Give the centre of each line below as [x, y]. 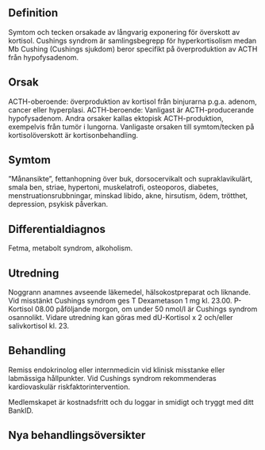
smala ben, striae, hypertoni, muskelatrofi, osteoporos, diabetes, [113, 187]
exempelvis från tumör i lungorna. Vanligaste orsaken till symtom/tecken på [131, 127]
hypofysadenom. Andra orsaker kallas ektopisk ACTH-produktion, [116, 118]
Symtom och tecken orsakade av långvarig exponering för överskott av [124, 32]
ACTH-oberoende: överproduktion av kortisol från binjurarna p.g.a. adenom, [132, 101]
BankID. [21, 410]
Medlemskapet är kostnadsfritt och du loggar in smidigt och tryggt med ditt [131, 402]
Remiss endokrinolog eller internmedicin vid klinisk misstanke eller [117, 370]
